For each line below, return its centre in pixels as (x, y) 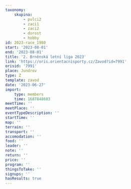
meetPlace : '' (20, 108)
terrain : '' (18, 127)
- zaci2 (31, 29)
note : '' (14, 151)
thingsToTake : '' (23, 169)
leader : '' (17, 146)
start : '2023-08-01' (27, 47)
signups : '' (18, 174)
